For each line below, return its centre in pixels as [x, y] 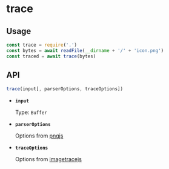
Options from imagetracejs [48, 159]
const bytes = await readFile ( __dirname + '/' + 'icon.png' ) [85, 50]
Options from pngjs [39, 136]
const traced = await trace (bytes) [51, 56]
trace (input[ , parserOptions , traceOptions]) [65, 89]
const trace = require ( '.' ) [42, 45]
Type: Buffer [31, 112]
